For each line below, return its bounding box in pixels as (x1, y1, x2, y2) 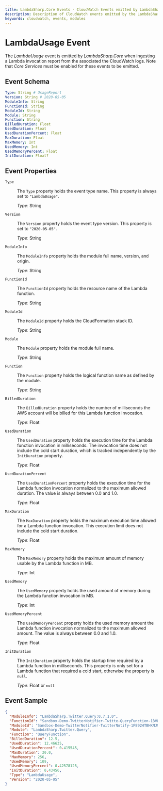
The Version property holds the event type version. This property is (17, 221, 152, 226)
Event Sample (5, 696, 48, 705)
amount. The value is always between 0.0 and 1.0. (17, 630, 117, 636)
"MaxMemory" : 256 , (9, 755, 47, 759)
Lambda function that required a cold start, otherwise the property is (17, 668, 154, 674)
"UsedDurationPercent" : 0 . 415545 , (9, 745, 79, 750)
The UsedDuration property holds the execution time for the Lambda (17, 437, 153, 443)
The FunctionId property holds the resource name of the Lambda (17, 286, 148, 291)
